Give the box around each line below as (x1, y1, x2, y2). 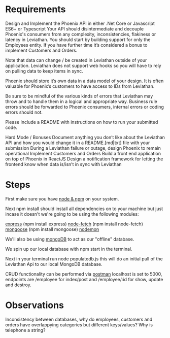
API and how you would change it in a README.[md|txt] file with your (5, 140, 150, 146)
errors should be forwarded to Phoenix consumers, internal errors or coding (5, 104, 164, 110)
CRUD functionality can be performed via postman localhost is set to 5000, (5, 271, 162, 277)
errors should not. (5, 109, 43, 115)
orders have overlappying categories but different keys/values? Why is (5, 321, 153, 328)
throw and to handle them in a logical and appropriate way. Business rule (5, 98, 157, 105)
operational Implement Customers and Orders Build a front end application (5, 150, 161, 156)
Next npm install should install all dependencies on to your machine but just (5, 206, 163, 212)
